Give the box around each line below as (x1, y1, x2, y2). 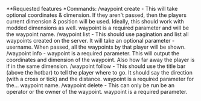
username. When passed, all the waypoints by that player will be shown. (6, 43, 186, 50)
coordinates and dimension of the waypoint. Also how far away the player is (6, 57, 195, 63)
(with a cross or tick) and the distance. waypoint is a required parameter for (6, 75, 194, 82)
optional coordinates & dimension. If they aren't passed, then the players (6, 11, 187, 19)
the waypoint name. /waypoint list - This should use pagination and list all (6, 31, 189, 38)
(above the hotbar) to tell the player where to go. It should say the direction (6, 69, 193, 76)
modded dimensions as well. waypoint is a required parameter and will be (6, 24, 189, 31)
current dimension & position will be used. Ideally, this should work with (6, 18, 184, 25)
